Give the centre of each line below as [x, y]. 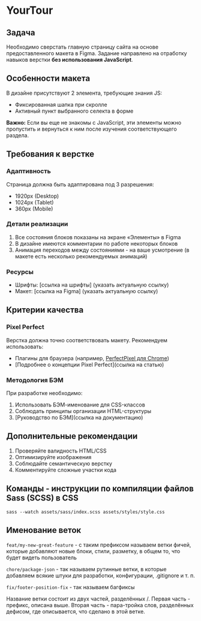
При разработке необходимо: [44, 393]
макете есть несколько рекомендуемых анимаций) [81, 256]
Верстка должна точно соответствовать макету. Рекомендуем [87, 340]
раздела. [17, 135]
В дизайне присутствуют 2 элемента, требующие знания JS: [84, 93]
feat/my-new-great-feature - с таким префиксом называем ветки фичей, [99, 545]
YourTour [30, 10]
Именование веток [44, 530]
